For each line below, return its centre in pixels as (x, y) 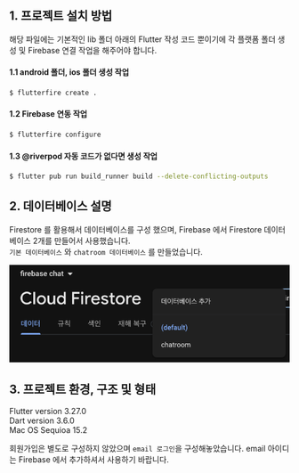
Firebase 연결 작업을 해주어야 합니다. (93, 50)
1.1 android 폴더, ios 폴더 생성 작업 (69, 72)
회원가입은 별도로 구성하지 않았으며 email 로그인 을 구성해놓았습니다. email (137, 449)
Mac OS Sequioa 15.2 (48, 430)
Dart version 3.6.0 (42, 420)
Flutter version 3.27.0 (48, 412)
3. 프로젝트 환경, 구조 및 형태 (83, 389)
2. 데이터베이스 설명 (61, 206)
